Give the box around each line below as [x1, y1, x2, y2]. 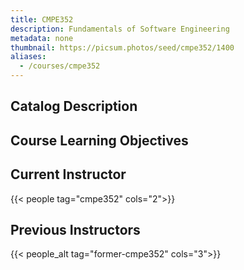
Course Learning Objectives [10, 132, 189, 149]
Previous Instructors [10, 221, 141, 238]
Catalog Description [10, 98, 138, 115]
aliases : [10, 52, 47, 62]
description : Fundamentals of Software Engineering [10, 24, 230, 34]
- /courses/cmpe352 [19, 61, 101, 71]
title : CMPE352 [10, 14, 74, 25]
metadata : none [10, 33, 74, 43]
